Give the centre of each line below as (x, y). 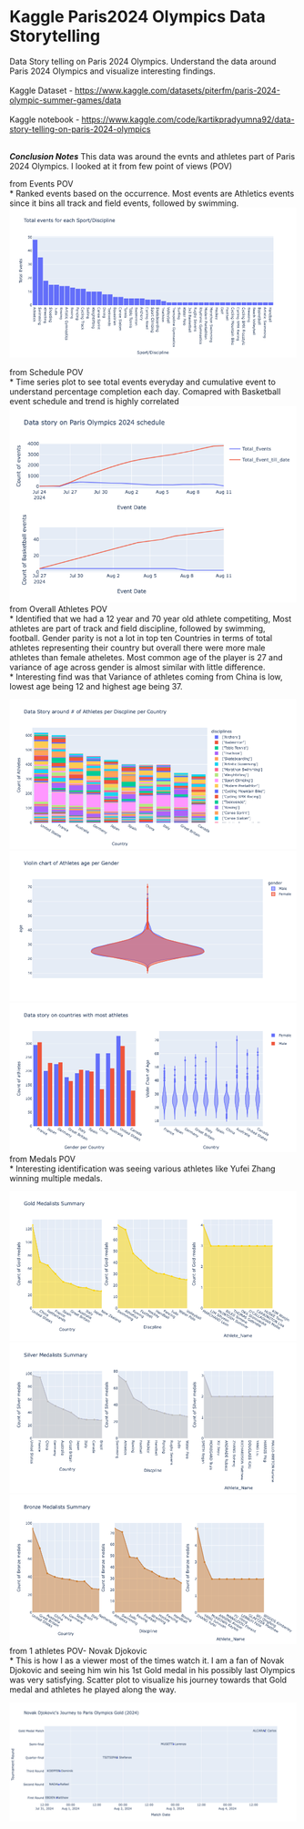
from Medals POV (42, 1160)
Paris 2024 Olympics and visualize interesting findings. (112, 71)
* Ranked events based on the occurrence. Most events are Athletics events (152, 193)
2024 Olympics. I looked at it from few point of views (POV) (121, 166)
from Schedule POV (46, 373)
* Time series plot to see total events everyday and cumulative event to (142, 382)
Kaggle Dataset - (41, 90)
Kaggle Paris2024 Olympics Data (137, 17)
